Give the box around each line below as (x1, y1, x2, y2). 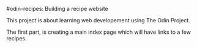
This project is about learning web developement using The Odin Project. (6, 17, 191, 23)
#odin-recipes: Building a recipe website (6, 5, 108, 12)
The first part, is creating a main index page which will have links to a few (6, 28, 191, 36)
